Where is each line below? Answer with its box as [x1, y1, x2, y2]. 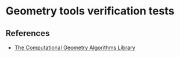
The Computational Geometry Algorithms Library [14, 44, 136, 51]
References [5, 28, 50, 38]
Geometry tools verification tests [5, 4, 175, 18]
